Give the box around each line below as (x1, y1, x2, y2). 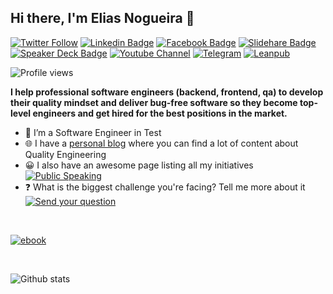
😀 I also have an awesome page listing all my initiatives (24, 159, 254, 171)
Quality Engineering (24, 148, 107, 160)
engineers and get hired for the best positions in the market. (32, 107, 288, 119)
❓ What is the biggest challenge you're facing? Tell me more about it (24, 181, 306, 193)
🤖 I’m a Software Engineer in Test (24, 126, 162, 138)
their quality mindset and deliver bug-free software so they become (10, 96, 298, 108)
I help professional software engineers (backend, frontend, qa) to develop (10, 86, 324, 98)
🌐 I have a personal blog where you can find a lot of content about (24, 137, 299, 149)
